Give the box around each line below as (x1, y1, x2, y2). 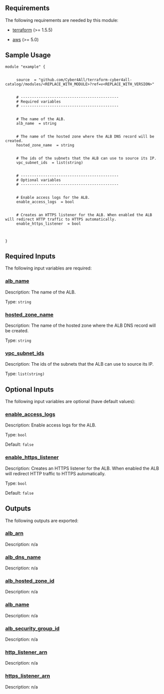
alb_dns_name (5, 554, 41, 560)
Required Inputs (5, 252, 56, 261)
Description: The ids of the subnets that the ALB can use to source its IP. (5, 361, 154, 367)
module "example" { (5, 64, 46, 69)
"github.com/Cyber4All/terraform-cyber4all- (38, 77, 133, 82)
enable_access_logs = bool (16, 199, 75, 204)
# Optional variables (16, 177, 61, 182)
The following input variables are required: (5, 265, 92, 271)
